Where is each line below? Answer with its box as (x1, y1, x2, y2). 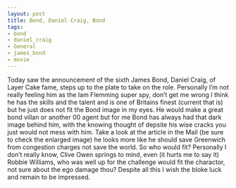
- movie (7, 56, 30, 63)
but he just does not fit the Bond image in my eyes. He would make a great (7, 105, 224, 113)
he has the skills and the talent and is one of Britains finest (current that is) (7, 98, 223, 106)
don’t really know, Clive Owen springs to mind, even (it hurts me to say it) (7, 150, 220, 158)
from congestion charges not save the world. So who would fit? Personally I (7, 142, 227, 151)
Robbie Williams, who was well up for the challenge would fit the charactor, (7, 158, 225, 166)
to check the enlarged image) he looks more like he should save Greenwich (7, 135, 226, 144)
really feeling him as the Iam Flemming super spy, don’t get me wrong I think (7, 90, 229, 99)
